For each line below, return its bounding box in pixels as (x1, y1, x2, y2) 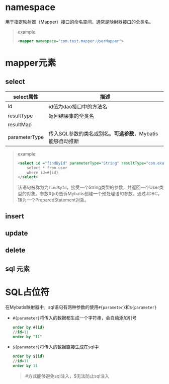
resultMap (8, 121, 32, 128)
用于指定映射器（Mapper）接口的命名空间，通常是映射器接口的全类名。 (5, 19, 154, 25)
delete (5, 246, 26, 255)
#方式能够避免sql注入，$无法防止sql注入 (25, 373, 110, 379)
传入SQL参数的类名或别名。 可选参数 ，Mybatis (48, 130, 158, 137)
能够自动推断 (48, 137, 79, 144)
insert (5, 212, 24, 220)
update (5, 229, 28, 238)
